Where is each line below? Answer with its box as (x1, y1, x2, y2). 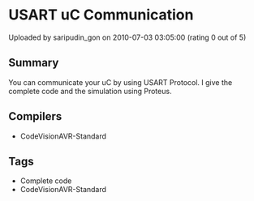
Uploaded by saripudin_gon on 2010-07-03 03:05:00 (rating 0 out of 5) (8, 32, 247, 42)
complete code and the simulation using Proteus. (8, 86, 172, 96)
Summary (8, 56, 59, 70)
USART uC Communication (8, 6, 194, 24)
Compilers (8, 109, 62, 123)
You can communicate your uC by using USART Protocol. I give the (8, 77, 233, 87)
